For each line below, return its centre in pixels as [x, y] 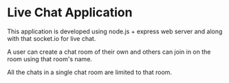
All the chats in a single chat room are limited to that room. [90, 72]
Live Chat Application [70, 13]
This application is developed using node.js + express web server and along [115, 31]
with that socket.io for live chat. [52, 38]
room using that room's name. [50, 59]
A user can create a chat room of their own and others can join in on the [109, 52]
